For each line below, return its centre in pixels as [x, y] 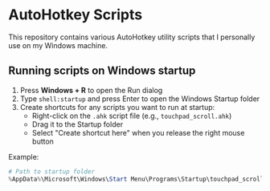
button [43, 141]
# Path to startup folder [51, 171]
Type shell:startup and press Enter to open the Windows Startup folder [140, 99]
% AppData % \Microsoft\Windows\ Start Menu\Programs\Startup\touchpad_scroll [136, 179]
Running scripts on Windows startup [102, 71]
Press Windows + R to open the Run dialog [91, 90]
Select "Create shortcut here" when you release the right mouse [138, 132]
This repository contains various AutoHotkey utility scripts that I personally [132, 37]
